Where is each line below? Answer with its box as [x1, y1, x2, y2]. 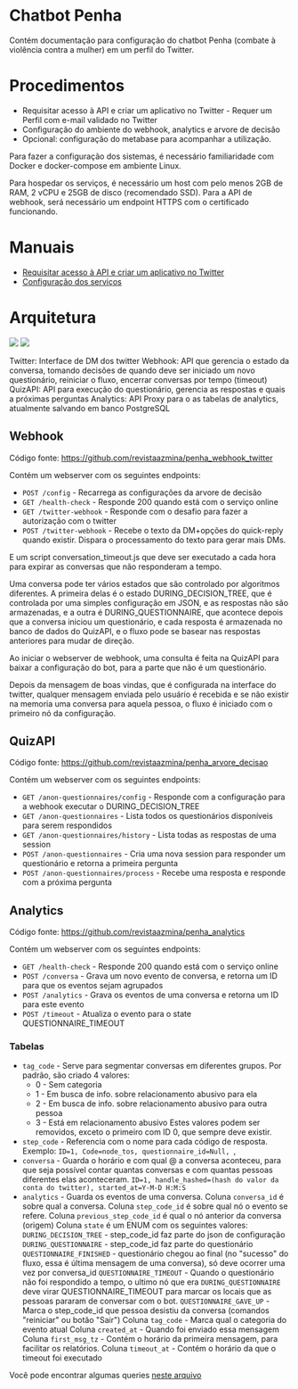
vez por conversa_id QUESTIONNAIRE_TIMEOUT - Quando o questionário [21, 1268, 274, 1278]
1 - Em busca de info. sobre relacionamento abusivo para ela [35, 1089, 258, 1100]
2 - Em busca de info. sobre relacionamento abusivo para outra [35, 1098, 268, 1109]
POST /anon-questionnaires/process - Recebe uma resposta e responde [21, 867, 286, 879]
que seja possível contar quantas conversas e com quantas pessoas [21, 1165, 273, 1176]
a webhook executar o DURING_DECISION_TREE [21, 801, 200, 812]
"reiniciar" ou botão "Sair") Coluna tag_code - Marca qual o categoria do [21, 1315, 287, 1326]
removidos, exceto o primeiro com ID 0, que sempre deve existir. [35, 1127, 272, 1137]
